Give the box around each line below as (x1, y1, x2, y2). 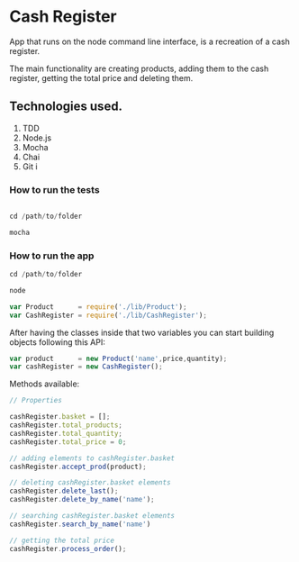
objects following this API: (9, 336, 105, 348)
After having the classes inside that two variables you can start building (9, 327, 275, 338)
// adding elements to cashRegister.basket (9, 453, 176, 463)
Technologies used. (9, 99, 123, 114)
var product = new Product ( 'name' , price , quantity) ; (9, 354, 228, 363)
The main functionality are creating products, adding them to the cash (9, 63, 269, 74)
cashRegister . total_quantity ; (9, 429, 123, 438)
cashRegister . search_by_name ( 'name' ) (9, 520, 151, 529)
